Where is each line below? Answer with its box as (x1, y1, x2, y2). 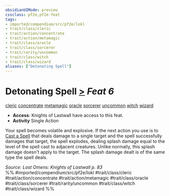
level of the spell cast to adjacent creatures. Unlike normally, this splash (5, 144, 155, 150)
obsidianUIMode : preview (5, 7, 58, 13)
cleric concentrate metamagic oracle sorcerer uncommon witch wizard (5, 102, 154, 109)
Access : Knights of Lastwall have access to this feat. (12, 112, 123, 119)
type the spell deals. (5, 154, 48, 161)
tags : (5, 17, 17, 22)
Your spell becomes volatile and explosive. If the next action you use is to (5, 128, 159, 134)
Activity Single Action (12, 117, 59, 124)
